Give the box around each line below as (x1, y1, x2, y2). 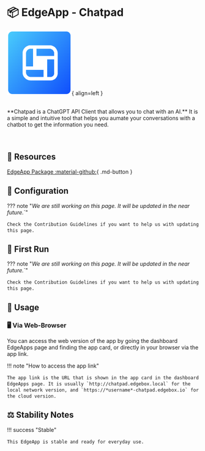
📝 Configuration (7, 186, 69, 196)
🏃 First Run (7, 244, 50, 254)
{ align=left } (72, 89, 103, 96)
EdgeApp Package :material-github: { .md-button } (7, 168, 133, 175)
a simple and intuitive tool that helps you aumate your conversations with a (7, 114, 195, 121)
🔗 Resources (7, 152, 56, 162)
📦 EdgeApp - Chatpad (7, 6, 124, 20)
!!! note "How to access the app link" (7, 362, 100, 369)
